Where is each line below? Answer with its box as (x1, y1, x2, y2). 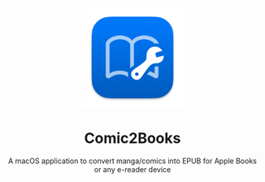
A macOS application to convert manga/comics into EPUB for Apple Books (7, 156, 258, 166)
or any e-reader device (93, 164, 172, 174)
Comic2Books (84, 129, 181, 148)
